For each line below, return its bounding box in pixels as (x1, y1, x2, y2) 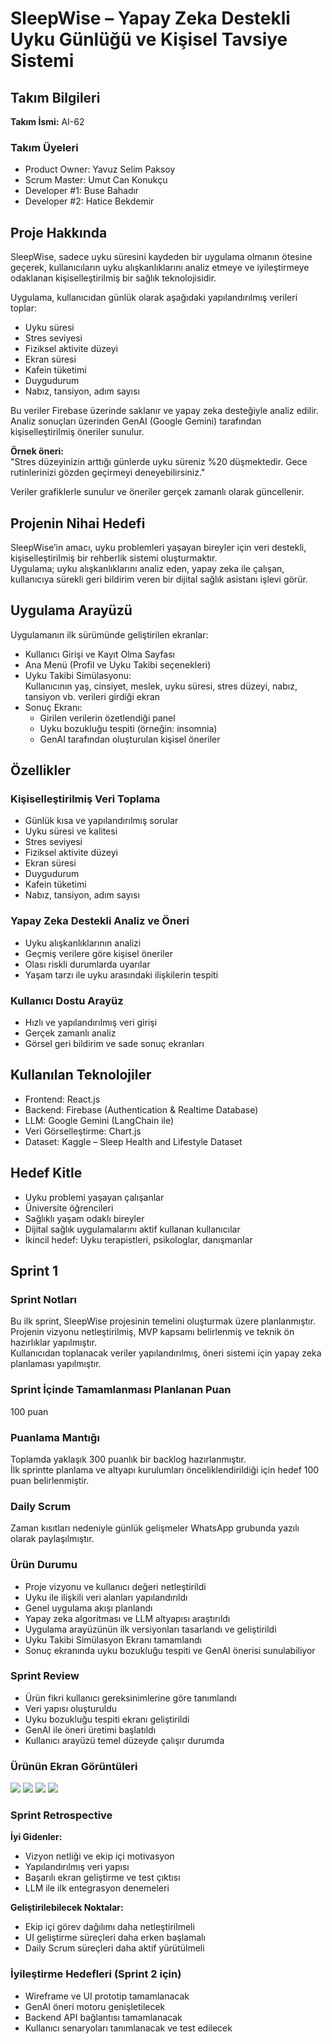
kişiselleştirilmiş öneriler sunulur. (10, 426, 145, 438)
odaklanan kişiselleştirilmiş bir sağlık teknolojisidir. (10, 272, 217, 284)
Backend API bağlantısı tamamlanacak (24, 2011, 183, 2023)
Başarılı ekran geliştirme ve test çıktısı (24, 1872, 181, 1884)
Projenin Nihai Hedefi (10, 515, 146, 532)
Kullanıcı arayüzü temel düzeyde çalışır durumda (24, 1734, 225, 1746)
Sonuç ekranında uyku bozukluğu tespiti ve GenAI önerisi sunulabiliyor (24, 1644, 316, 1656)
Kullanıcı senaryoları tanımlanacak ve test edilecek (24, 2022, 233, 2034)
